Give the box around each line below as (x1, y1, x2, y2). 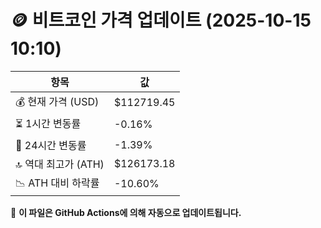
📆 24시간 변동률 (15, 138, 87, 152)
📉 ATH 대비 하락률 (15, 176, 100, 190)
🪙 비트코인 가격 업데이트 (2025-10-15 (10, 9, 312, 32)
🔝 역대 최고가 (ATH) (15, 157, 105, 171)
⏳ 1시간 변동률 (15, 116, 82, 130)
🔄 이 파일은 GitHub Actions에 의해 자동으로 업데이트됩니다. (10, 206, 242, 218)
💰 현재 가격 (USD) (15, 94, 100, 108)
